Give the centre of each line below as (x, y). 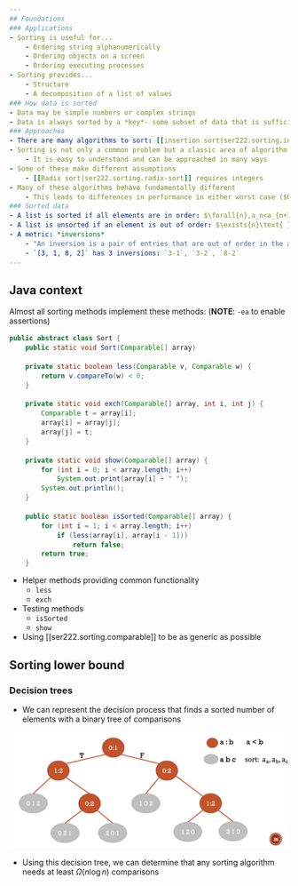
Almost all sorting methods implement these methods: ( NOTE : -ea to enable (147, 312)
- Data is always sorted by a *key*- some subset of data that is (134, 122)
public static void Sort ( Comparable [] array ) (111, 348)
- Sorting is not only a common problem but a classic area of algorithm (149, 150)
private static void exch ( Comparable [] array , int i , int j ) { (145, 404)
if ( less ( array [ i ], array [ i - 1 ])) (122, 535)
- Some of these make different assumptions (93, 169)
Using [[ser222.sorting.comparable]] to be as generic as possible (141, 637)
